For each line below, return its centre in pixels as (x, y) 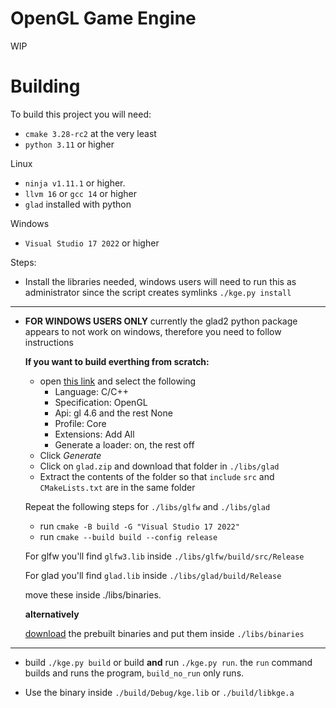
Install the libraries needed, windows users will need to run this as (160, 281)
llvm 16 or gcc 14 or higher (80, 193)
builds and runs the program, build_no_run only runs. (134, 673)
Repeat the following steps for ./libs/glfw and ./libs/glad (147, 506)
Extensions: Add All (94, 434)
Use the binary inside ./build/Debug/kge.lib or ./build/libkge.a (159, 692)
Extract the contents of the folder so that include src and (157, 476)
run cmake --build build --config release (128, 536)
